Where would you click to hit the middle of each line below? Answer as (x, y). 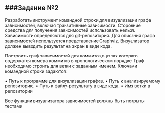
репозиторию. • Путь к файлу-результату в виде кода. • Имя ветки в (78, 86)
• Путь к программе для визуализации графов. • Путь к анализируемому (83, 81)
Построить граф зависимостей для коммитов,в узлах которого (71, 56)
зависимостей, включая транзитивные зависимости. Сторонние (73, 25)
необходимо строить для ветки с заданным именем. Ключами (71, 66)
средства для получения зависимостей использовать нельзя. (70, 30)
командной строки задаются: (36, 71)
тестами (14, 106)
